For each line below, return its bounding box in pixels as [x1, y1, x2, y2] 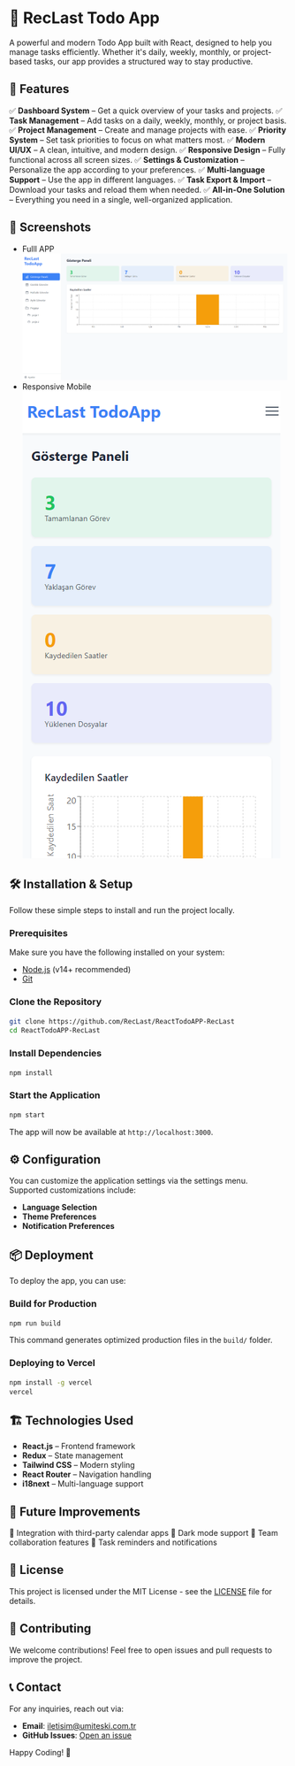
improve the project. [9, 1654, 83, 1664]
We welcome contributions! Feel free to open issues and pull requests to [9, 1645, 272, 1655]
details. [9, 1595, 36, 1606]
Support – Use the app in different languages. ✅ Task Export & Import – [9, 174, 272, 185]
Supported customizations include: [9, 1185, 137, 1195]
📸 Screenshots [9, 220, 92, 235]
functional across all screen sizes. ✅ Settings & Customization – [9, 154, 245, 165]
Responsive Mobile [21, 381, 92, 392]
